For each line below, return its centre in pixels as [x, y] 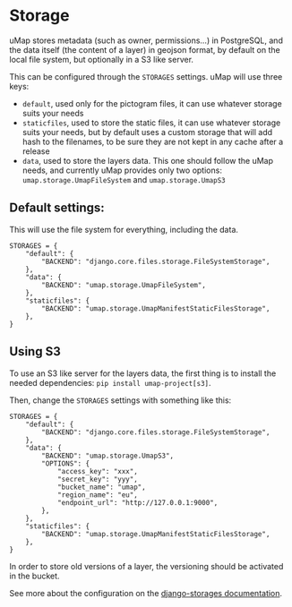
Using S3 [35, 351]
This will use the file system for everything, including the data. [124, 229]
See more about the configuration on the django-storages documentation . [146, 593]
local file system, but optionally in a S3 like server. [102, 59]
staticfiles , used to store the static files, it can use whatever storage [151, 123]
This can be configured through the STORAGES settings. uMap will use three [146, 76]
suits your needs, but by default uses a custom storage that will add [147, 132]
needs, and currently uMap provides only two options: [122, 170]
